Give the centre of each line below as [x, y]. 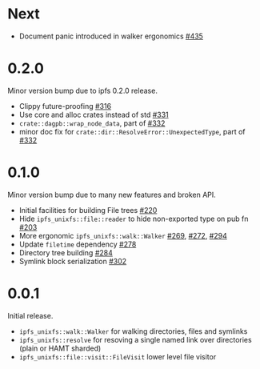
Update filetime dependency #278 [78, 244]
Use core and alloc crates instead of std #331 [94, 114]
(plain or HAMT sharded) [60, 348]
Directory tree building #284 [66, 252]
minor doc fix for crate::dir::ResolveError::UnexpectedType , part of [132, 131]
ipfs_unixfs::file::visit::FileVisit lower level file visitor [118, 356]
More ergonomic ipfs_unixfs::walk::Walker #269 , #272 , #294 [123, 235]
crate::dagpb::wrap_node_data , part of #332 [92, 123]
